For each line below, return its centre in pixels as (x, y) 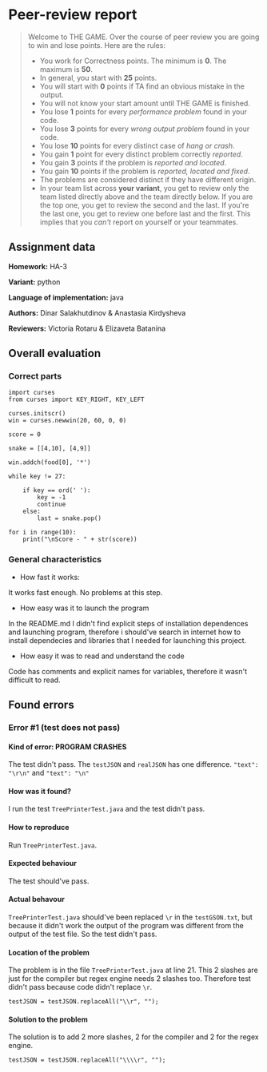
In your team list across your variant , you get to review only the (144, 188)
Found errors (41, 705)
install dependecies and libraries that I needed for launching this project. (128, 640)
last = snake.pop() (70, 518)
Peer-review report (73, 15)
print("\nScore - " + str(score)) (80, 540)
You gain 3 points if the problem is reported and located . (133, 162)
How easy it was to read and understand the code (102, 656)
